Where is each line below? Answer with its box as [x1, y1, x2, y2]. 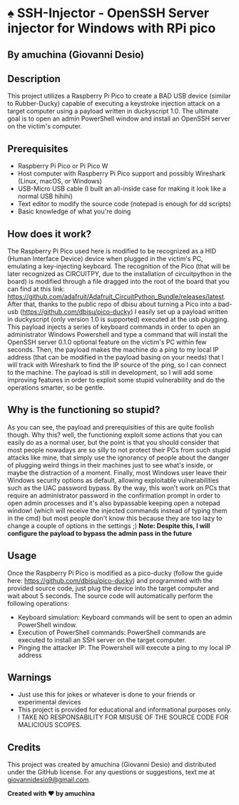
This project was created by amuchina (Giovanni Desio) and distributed [7, 760, 216, 769]
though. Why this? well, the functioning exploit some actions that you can [7, 430, 223, 439]
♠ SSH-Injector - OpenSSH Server [7, 5, 209, 21]
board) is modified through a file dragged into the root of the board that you [7, 277, 230, 286]
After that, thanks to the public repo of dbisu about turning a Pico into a [7, 300, 217, 308]
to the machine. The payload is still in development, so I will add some [7, 368, 213, 377]
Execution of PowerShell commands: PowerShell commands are [17, 628, 206, 637]
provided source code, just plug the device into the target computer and [7, 584, 219, 592]
